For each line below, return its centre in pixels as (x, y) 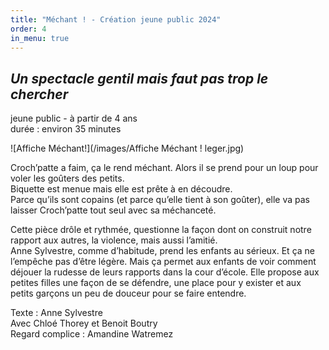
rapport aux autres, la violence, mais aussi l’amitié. (114, 240)
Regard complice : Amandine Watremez (92, 334)
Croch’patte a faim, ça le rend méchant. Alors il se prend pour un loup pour (164, 168)
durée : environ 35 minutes (66, 129)
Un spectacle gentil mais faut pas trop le (139, 78)
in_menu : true (40, 38)
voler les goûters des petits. (67, 178)
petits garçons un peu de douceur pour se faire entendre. (128, 293)
